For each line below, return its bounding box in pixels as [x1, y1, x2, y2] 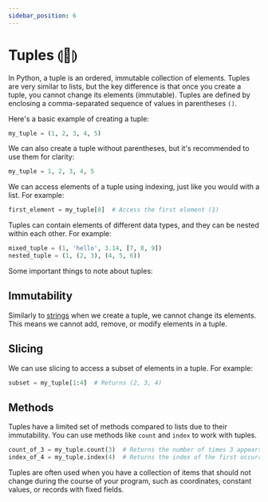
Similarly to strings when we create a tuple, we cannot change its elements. [8, 310, 257, 320]
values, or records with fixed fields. [8, 484, 124, 494]
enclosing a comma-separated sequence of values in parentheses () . [8, 98, 238, 108]
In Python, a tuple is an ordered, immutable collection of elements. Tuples [8, 73, 250, 82]
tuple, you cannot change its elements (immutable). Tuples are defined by [8, 89, 251, 100]
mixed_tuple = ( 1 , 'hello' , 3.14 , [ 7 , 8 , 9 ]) [8, 244, 162, 252]
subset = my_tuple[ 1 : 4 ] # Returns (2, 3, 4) [8, 378, 162, 387]
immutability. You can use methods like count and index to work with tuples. [8, 430, 258, 440]
